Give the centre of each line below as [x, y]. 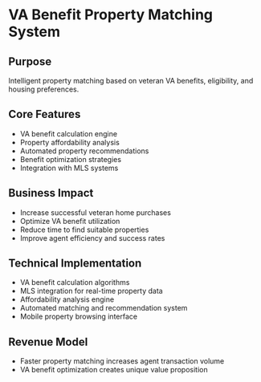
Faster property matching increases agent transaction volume [122, 361]
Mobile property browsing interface [79, 317]
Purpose [30, 61]
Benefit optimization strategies [71, 159]
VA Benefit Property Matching [110, 15]
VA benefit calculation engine [69, 133]
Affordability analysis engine [67, 299]
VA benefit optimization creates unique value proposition [114, 370]
